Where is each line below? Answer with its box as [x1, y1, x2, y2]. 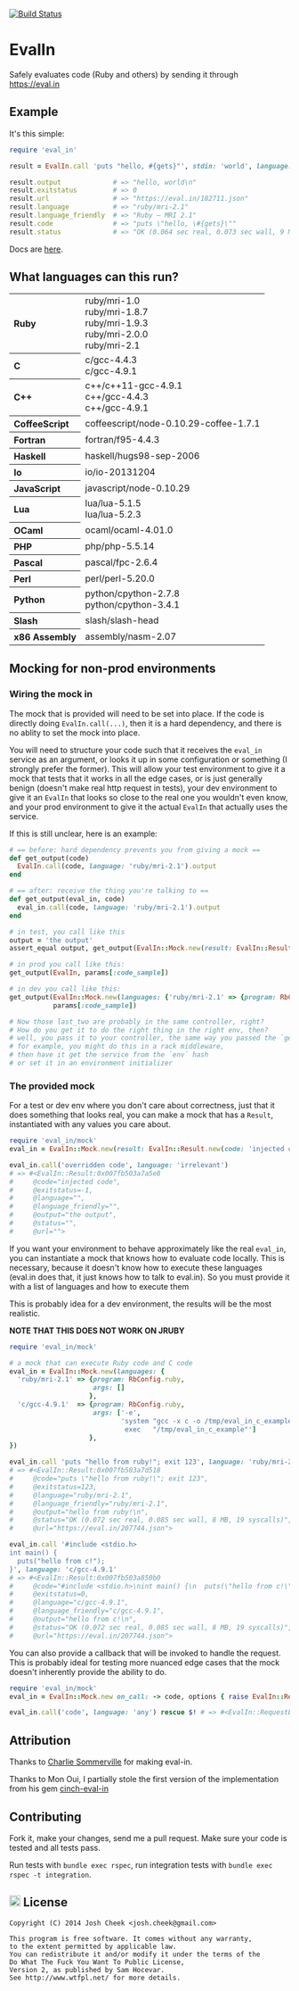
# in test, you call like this [9, 927, 125, 936]
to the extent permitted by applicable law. [9, 1942, 177, 1951]
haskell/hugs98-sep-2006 [85, 449, 200, 461]
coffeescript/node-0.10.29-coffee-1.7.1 [85, 417, 261, 429]
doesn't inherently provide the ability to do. [9, 1666, 167, 1677]
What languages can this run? [9, 270, 180, 285]
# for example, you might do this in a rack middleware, [9, 1042, 225, 1051]
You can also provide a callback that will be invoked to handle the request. [9, 1647, 282, 1658]
